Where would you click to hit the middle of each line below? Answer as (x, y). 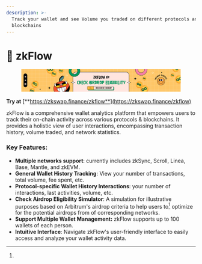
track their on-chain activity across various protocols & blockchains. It (93, 119)
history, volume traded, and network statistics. (64, 132)
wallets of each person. (44, 226)
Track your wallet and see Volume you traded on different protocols (100, 19)
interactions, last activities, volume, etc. (64, 192)
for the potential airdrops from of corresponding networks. (87, 213)
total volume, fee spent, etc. (50, 180)
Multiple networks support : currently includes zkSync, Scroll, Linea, (100, 161)
